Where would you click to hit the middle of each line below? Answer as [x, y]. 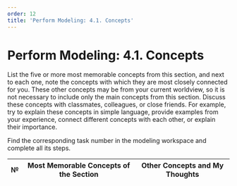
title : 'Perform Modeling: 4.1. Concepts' [71, 20]
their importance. [32, 127]
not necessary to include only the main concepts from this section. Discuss [116, 97]
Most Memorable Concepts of [79, 166]
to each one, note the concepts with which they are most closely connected [117, 82]
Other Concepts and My [182, 166]
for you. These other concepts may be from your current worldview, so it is [116, 89]
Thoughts [182, 175]
